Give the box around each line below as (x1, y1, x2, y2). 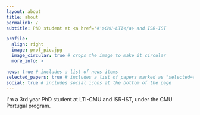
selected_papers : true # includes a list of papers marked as (6, 74, 164, 80)
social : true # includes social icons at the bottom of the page (6, 79, 171, 86)
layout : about (6, 8, 42, 15)
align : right (11, 41, 44, 47)
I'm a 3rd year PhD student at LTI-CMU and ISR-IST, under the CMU (6, 96, 173, 103)
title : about (6, 14, 39, 20)
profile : (6, 36, 28, 42)
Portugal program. (6, 102, 51, 110)
